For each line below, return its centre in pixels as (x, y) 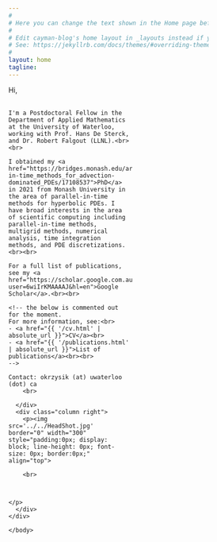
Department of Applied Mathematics (67, 120)
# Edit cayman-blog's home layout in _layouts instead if (106, 38)
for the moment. (35, 315)
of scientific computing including (67, 217)
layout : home (30, 60)
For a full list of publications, (65, 266)
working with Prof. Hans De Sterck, (69, 134)
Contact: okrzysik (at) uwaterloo (65, 377)
